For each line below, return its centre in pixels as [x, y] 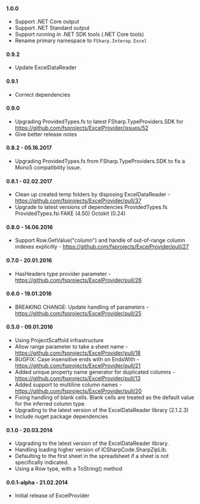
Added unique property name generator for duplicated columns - [95, 372]
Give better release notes [46, 134]
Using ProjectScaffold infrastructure [59, 340]
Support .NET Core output [47, 21]
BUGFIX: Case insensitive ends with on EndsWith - [77, 359]
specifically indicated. [42, 462]
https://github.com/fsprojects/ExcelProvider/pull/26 [78, 280]
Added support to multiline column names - [68, 385]
